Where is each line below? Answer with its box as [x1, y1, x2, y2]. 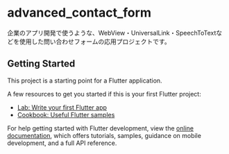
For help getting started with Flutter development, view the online [7, 123, 194, 132]
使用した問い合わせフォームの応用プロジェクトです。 [19, 37, 171, 46]
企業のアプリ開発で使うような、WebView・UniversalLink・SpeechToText [7, 28, 217, 37]
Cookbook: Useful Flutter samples [17, 110, 115, 119]
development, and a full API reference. [7, 139, 117, 147]
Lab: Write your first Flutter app [17, 103, 108, 112]
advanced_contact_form [7, 5, 151, 21]
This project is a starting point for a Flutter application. [7, 76, 162, 85]
